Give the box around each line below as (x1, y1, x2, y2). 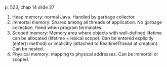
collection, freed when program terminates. (12, 24, 103, 30)
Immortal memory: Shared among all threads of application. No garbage (12, 19, 162, 25)
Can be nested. (12, 46, 44, 51)
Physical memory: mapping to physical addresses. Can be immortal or (12, 51, 158, 57)
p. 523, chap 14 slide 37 (5, 4, 55, 10)
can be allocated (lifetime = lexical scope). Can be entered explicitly (12, 35, 154, 41)
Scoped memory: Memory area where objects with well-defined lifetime (12, 30, 162, 35)
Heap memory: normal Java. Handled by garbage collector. (12, 14, 136, 19)
